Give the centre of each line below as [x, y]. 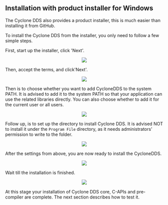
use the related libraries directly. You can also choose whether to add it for [82, 99]
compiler [14, 197]
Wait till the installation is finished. [40, 172]
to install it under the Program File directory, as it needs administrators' [79, 129]
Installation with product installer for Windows [79, 8]
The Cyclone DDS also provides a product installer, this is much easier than [83, 20]
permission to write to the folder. [39, 134]
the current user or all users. [35, 104]
